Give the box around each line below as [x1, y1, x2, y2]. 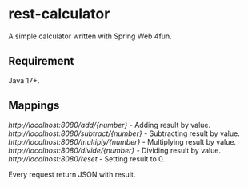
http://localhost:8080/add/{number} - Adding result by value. [8, 120, 211, 129]
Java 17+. [8, 75, 40, 85]
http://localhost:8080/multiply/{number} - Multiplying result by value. [8, 137, 237, 146]
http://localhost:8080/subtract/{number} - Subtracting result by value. [8, 129, 240, 138]
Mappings [8, 99, 60, 113]
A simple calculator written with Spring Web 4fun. [8, 31, 172, 41]
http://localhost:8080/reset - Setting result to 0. [8, 153, 166, 164]
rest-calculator [8, 5, 110, 23]
